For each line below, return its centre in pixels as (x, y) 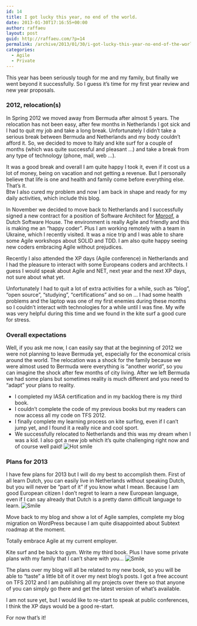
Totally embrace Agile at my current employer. (62, 541)
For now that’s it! (26, 618)
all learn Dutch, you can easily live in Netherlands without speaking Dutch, (96, 481)
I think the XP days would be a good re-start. (60, 607)
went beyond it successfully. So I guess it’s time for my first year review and (98, 83)
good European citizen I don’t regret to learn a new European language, (92, 493)
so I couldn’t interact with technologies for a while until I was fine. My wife (96, 307)
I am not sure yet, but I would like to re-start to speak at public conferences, (98, 600)
